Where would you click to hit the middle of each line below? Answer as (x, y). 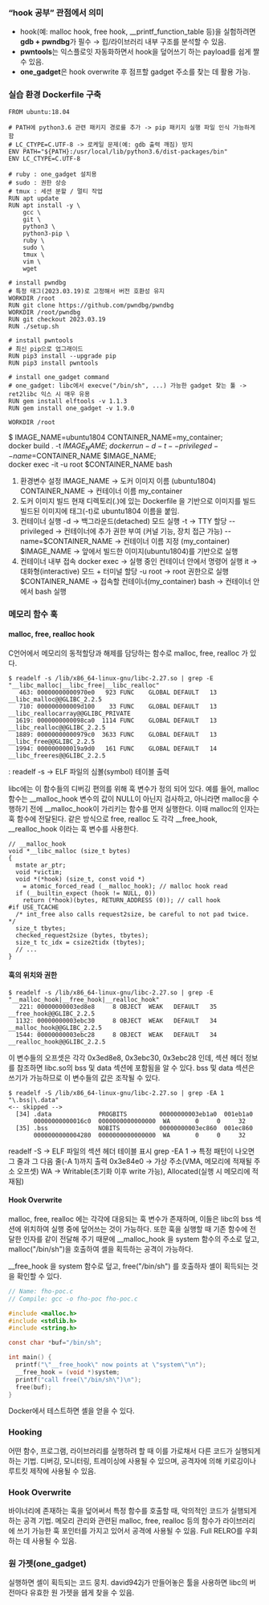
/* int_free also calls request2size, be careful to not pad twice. (132, 914)
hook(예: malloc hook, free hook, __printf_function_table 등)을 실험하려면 (138, 32)
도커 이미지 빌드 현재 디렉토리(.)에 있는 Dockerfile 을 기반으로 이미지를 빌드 (138, 501)
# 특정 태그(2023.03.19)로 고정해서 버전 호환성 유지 (87, 291)
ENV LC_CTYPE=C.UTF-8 (45, 158)
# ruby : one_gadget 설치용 (53, 174)
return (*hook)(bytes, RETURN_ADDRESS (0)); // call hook (122, 900)
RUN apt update (34, 198)
